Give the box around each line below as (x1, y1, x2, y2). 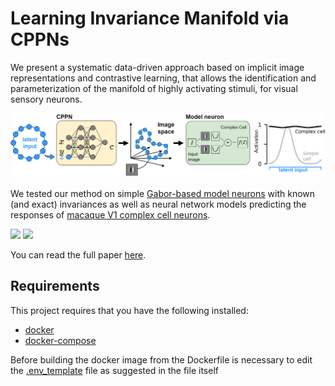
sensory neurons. (10, 93, 83, 105)
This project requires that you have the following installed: (10, 304, 249, 316)
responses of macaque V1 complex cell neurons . (10, 208, 211, 221)
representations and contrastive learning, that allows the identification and (10, 72, 317, 84)
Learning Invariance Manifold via (10, 7, 290, 30)
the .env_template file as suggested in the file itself (10, 364, 219, 376)
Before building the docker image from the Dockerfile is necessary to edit (10, 353, 313, 366)
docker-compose (24, 334, 97, 346)
